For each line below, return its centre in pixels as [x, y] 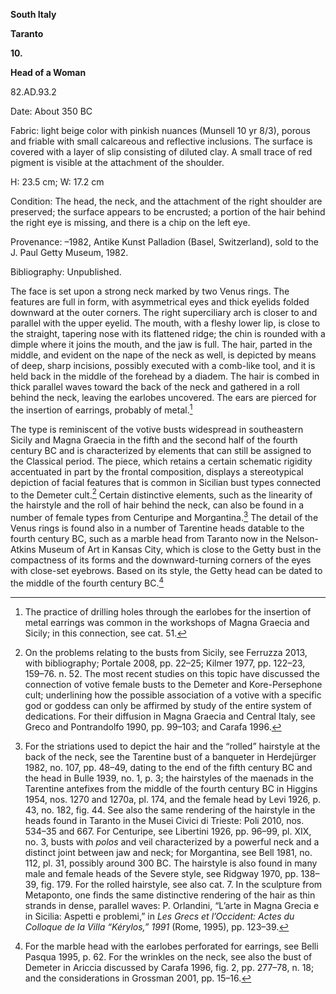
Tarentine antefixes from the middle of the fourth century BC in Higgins [171, 788]
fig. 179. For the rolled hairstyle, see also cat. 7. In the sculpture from [181, 884]
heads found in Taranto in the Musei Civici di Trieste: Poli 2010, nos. [164, 820]
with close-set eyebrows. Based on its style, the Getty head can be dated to [166, 570]
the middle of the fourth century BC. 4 [87, 582]
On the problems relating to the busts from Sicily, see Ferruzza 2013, [166, 652]
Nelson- [302, 538]
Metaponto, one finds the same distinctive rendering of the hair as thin [170, 895]
